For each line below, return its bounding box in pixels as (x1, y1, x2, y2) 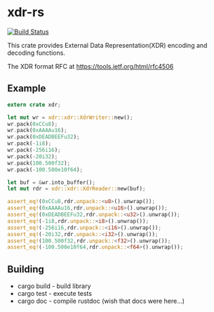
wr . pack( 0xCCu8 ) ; (7, 120, 58, 127)
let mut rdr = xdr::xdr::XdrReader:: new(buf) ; (7, 186, 146, 193)
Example (7, 82, 46, 95)
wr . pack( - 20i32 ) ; (7, 152, 58, 160)
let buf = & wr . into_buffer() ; (7, 178, 96, 186)
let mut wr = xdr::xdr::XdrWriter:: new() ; (7, 114, 133, 121)
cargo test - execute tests (17, 290, 93, 298)
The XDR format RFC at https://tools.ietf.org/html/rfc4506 (7, 62, 174, 70)
